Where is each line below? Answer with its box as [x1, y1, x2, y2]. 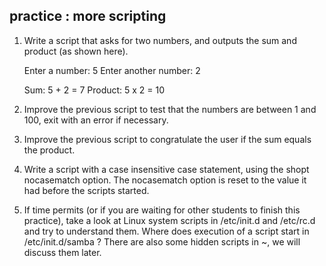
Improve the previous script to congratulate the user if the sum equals [23, 133, 312, 145]
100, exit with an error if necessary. [23, 114, 169, 126]
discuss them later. [23, 246, 102, 258]
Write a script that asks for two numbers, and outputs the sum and [23, 34, 297, 46]
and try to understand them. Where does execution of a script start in [23, 225, 310, 237]
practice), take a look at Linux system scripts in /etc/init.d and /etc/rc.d [23, 214, 316, 226]
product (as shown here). [23, 45, 129, 57]
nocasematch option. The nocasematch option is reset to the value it [23, 174, 307, 186]
